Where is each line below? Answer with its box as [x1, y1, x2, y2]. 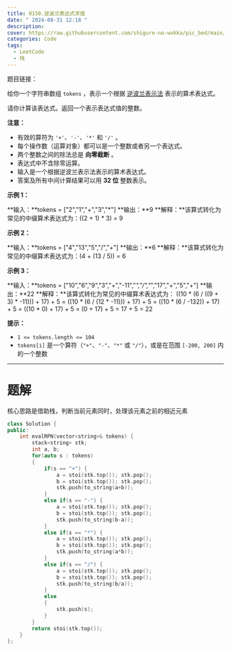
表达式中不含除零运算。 [16, 159, 84, 167]
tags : [7, 42, 23, 49]
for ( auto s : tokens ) [32, 452, 94, 460]
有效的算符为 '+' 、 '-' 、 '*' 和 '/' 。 [16, 133, 122, 141]
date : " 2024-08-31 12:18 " [7, 17, 88, 23]
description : [7, 23, 45, 30]
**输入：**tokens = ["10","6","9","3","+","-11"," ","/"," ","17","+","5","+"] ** [7, 281, 206, 289]
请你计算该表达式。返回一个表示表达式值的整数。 [7, 104, 146, 112]
